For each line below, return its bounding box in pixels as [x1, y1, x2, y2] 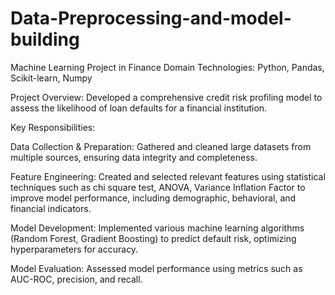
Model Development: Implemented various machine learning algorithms [10, 222, 305, 234]
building [10, 28, 80, 51]
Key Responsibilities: [10, 121, 96, 133]
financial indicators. [10, 202, 92, 214]
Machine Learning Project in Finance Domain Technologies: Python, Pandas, [10, 61, 325, 73]
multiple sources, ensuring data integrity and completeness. [10, 151, 258, 163]
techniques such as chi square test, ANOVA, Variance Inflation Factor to [10, 181, 306, 193]
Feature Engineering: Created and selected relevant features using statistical [10, 170, 326, 182]
